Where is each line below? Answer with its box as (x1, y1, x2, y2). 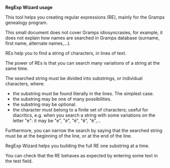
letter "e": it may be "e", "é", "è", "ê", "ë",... (12, 118, 101, 124)
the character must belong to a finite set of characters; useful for (12, 107, 149, 113)
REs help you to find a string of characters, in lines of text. (5, 50, 127, 56)
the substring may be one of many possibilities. (12, 96, 112, 102)
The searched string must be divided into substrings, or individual (5, 75, 143, 81)
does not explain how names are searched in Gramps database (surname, (5, 35, 160, 41)
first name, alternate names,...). (5, 40, 71, 46)
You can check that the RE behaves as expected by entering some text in (5, 153, 158, 158)
